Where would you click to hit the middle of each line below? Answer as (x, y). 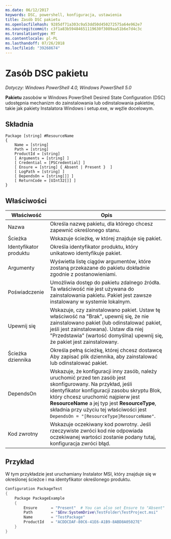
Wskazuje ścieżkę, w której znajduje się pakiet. (106, 239)
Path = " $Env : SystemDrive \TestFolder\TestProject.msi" (91, 512)
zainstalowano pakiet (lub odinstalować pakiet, (106, 323)
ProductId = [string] (37, 154)
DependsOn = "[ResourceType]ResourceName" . (103, 416)
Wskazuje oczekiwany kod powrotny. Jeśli (101, 425)
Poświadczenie (26, 292)
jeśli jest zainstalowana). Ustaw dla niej (97, 329)
